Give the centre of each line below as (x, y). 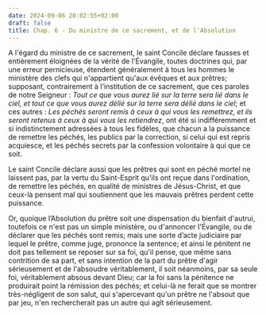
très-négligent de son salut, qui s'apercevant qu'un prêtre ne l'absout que (129, 294)
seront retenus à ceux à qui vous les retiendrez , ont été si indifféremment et (132, 121)
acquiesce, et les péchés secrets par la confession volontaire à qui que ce (129, 146)
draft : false (30, 23)
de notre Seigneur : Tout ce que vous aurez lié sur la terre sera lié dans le (128, 95)
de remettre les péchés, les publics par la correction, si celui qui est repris (129, 137)
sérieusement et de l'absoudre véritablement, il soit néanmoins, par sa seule (133, 269)
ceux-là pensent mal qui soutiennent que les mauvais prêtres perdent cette (131, 194)
